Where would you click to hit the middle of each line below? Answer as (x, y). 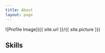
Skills (14, 45)
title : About (19, 10)
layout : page (19, 15)
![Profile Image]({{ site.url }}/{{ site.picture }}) (53, 29)
